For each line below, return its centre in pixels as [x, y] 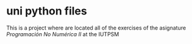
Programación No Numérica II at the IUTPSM [63, 34]
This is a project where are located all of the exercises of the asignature [96, 28]
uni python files [47, 11]
